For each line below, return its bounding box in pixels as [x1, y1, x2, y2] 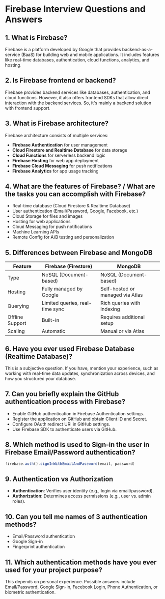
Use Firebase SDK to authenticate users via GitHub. [12, 426, 117, 432]
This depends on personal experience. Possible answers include [5, 579, 136, 584]
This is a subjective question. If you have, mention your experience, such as [5, 365, 159, 371]
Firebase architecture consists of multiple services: [5, 132, 109, 138]
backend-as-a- [122, 47, 153, 52]
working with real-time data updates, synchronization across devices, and [5, 371, 155, 376]
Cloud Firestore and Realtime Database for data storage [12, 147, 128, 153]
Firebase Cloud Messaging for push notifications [12, 163, 113, 169]
